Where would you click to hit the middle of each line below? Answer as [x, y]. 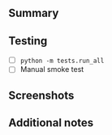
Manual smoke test [52, 70]
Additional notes [51, 123]
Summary [34, 13]
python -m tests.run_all [62, 61]
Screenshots [41, 95]
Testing [28, 41]
